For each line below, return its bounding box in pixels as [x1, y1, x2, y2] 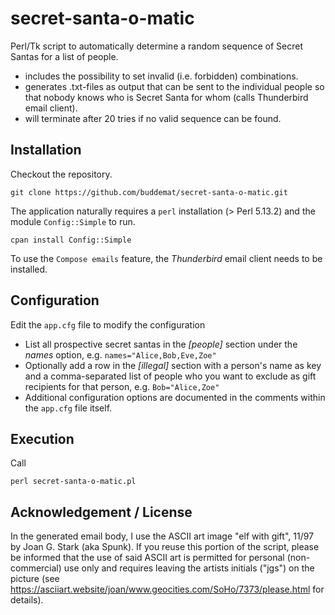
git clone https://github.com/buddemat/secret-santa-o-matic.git [10, 187, 288, 197]
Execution [10, 430, 75, 447]
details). [10, 594, 44, 606]
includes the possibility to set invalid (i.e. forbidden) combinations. [24, 70, 299, 82]
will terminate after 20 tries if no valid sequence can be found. [24, 112, 282, 124]
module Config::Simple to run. [10, 215, 136, 227]
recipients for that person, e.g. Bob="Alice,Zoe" [24, 380, 220, 392]
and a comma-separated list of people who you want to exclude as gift [24, 370, 317, 382]
